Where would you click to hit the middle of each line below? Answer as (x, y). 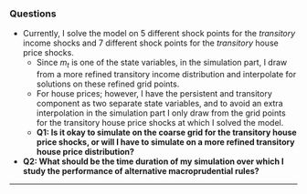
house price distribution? (85, 152)
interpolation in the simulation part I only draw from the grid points (161, 113)
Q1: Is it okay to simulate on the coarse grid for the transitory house (166, 133)
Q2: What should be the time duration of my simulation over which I (153, 161)
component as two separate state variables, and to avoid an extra (159, 104)
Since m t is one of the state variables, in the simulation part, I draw (162, 64)
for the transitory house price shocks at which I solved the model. (160, 123)
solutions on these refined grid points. (108, 84)
